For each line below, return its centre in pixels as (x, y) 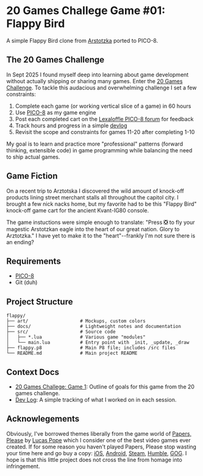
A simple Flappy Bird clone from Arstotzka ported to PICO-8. (82, 40)
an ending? (20, 242)
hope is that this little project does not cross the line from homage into (94, 459)
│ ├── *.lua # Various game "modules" (76, 337)
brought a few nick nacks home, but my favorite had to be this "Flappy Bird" (101, 204)
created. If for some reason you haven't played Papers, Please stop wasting (101, 447)
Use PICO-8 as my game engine (55, 112)
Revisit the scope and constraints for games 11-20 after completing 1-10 (105, 132)
